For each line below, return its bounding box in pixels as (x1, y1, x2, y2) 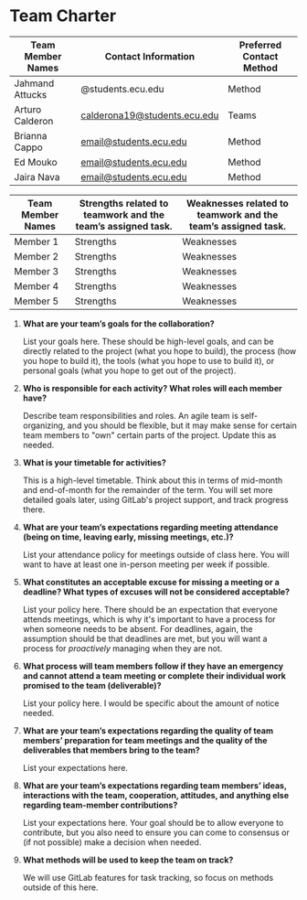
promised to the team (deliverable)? (22, 680, 162, 691)
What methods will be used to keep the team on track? (22, 854, 234, 865)
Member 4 (14, 280, 59, 293)
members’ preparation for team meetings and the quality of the (22, 734, 268, 745)
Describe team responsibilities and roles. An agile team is (22, 410, 239, 421)
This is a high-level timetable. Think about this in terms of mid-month (22, 475, 283, 486)
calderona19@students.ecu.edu (80, 109, 219, 122)
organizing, (22, 420, 66, 431)
